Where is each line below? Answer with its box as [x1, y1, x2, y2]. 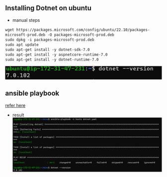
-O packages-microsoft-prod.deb [47, 32, 114, 37]
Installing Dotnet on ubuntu [5, 4, 92, 12]
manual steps [12, 17, 40, 23]
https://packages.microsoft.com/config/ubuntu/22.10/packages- [16, 27, 150, 32]
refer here [5, 102, 26, 108]
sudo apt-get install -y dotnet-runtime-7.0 [5, 57, 99, 62]
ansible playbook [5, 89, 60, 98]
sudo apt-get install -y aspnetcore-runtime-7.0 [5, 52, 108, 57]
